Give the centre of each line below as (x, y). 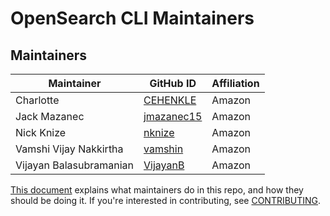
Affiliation (235, 83)
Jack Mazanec (50, 116)
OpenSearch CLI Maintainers (132, 18)
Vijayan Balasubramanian (74, 165)
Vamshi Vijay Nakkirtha (69, 149)
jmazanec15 (173, 116)
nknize (159, 132)
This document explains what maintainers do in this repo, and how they (157, 190)
